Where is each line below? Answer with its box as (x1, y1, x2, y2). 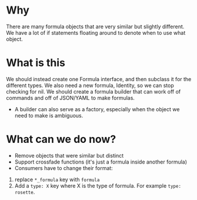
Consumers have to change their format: (14, 164, 113, 171)
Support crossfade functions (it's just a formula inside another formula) (14, 158, 187, 165)
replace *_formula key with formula (14, 176, 100, 183)
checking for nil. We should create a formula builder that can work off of (6, 88, 181, 95)
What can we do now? (6, 133, 116, 146)
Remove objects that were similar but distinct (14, 152, 124, 159)
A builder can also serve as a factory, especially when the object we (14, 105, 180, 112)
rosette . (14, 188, 35, 195)
